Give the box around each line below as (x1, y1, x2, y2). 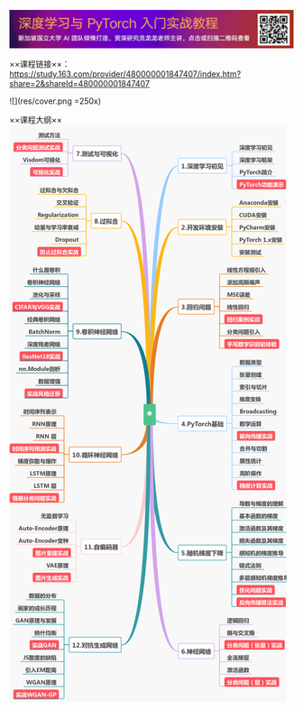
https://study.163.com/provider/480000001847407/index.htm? (9, 69, 242, 79)
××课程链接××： (9, 58, 70, 69)
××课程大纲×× (9, 114, 63, 124)
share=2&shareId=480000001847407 (9, 78, 151, 88)
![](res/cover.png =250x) (9, 96, 102, 106)
